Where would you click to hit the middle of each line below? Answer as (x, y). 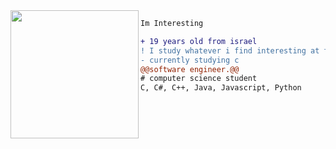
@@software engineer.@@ (190, 69)
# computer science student (199, 79)
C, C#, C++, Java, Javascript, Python (221, 88)
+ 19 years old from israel (199, 41)
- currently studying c (190, 60)
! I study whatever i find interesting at (230, 50)
